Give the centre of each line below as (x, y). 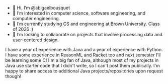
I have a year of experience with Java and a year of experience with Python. (84, 50)
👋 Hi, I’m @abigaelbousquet (41, 8)
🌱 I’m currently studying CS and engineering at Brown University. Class (86, 24)
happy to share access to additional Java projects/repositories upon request (84, 71)
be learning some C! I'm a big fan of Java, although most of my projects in (82, 60)
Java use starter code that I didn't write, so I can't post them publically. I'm (82, 66)
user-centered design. (35, 40)
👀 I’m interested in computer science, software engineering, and (79, 13)
